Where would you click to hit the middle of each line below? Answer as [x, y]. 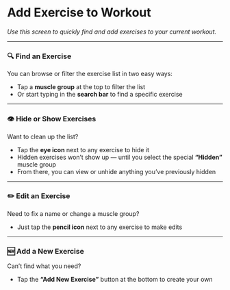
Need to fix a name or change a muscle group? [73, 213]
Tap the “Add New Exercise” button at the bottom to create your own [115, 280]
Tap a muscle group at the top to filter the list [81, 87]
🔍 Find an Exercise [39, 56]
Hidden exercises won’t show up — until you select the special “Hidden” [119, 157]
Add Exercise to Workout [79, 13]
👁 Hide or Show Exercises [52, 119]
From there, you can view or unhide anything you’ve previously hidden [116, 171]
